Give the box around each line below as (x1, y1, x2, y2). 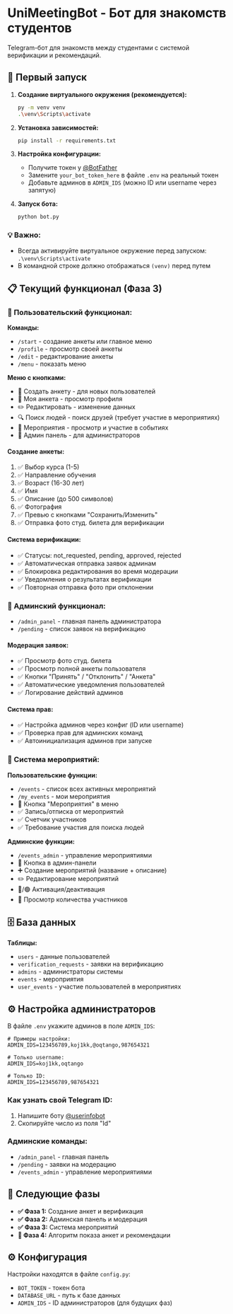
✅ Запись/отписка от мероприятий (17, 807, 124, 815)
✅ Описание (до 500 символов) (17, 495, 114, 503)
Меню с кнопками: (7, 374, 66, 382)
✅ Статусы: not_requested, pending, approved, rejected (17, 551, 181, 560)
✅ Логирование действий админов (17, 688, 124, 697)
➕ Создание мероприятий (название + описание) (17, 865, 167, 875)
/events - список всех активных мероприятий (17, 784, 157, 793)
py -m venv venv (17, 104, 66, 111)
